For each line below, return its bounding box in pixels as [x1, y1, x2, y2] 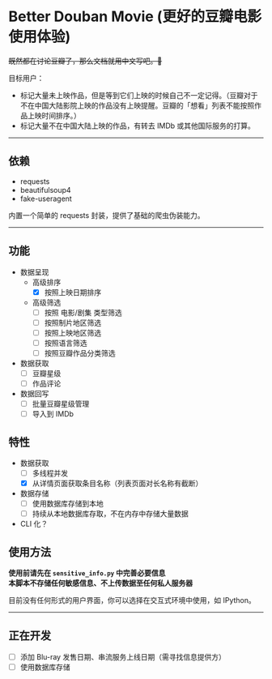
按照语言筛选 [44, 338, 87, 348]
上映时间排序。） [27, 110, 81, 120]
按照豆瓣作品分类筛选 [44, 348, 116, 357]
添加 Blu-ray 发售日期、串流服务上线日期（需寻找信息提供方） [19, 651, 227, 661]
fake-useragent [19, 194, 73, 203]
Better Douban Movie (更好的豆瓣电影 [8, 7, 261, 26]
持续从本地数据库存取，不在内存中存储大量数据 [32, 509, 189, 519]
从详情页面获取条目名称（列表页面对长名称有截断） [32, 479, 203, 489]
